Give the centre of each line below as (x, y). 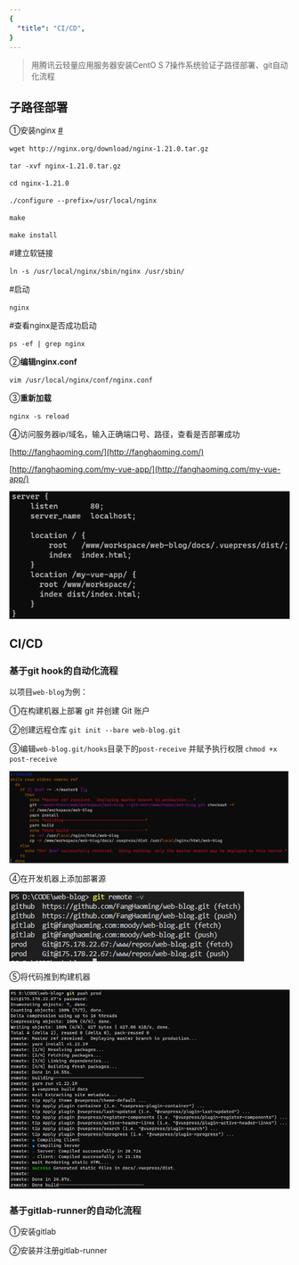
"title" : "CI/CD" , (52, 28)
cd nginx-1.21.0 (39, 184)
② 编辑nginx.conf (43, 362)
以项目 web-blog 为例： (49, 692)
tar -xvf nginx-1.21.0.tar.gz (65, 166)
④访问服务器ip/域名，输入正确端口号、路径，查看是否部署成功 (125, 434)
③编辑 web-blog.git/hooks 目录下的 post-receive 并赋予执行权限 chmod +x (143, 748)
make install (33, 236)
